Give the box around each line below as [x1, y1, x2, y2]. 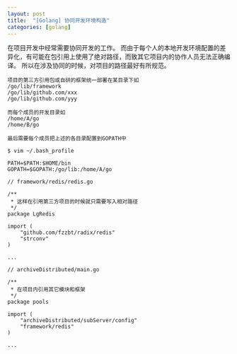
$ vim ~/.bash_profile [7, 148, 74, 155]
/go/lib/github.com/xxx [7, 89, 78, 96]
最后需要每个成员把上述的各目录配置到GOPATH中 [7, 135, 127, 142]
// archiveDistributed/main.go [7, 266, 100, 273]
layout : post [7, 10, 46, 18]
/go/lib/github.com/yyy [7, 95, 78, 102]
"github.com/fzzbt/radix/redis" [20, 229, 115, 237]
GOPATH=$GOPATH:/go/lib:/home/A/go [7, 166, 112, 173]
